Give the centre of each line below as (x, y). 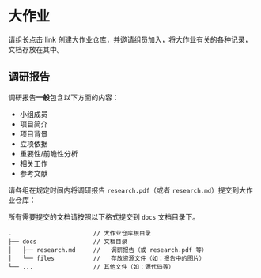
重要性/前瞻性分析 (49, 153)
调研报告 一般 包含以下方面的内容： (64, 97)
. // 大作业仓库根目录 (80, 233)
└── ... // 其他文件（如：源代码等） (91, 267)
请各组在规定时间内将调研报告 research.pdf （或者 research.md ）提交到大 (127, 190)
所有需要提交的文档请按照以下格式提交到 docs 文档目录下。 (104, 216)
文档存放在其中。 (36, 49)
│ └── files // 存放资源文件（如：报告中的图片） (107, 258)
